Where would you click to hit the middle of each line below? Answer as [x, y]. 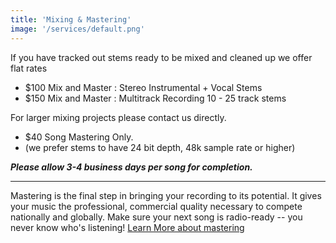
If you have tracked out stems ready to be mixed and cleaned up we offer [161, 57]
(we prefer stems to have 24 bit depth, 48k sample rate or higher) [160, 147]
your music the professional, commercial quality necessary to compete [156, 206]
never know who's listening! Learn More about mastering [127, 227]
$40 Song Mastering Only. [79, 137]
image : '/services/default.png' [77, 29]
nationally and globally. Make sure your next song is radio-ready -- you [156, 217]
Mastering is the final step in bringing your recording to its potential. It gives [166, 195]
